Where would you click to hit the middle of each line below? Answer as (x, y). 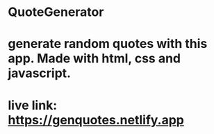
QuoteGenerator (56, 12)
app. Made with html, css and (94, 59)
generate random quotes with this (108, 44)
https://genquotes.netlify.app (96, 120)
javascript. (40, 73)
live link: (33, 105)
